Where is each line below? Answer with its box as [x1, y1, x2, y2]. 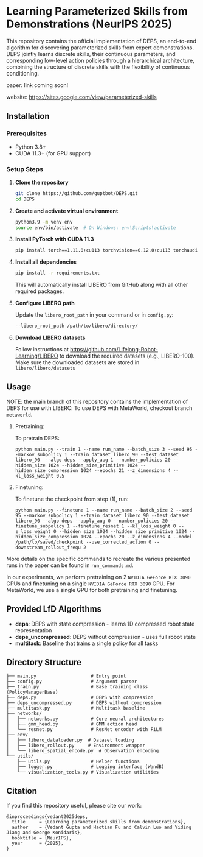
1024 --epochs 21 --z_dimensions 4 [80, 467, 171, 473]
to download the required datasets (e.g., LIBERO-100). [59, 352, 195, 360]
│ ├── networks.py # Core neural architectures [6, 716, 165, 722]
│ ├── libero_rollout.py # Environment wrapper [6, 742, 146, 749]
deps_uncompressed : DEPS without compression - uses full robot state [15, 633, 196, 640]
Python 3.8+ [15, 143, 47, 150]
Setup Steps [6, 164, 44, 173]
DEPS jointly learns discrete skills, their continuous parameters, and [6, 50, 176, 57]
